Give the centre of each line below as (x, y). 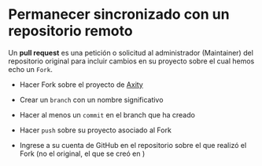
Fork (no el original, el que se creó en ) (82, 153)
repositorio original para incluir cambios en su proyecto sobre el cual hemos (131, 61)
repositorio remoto (70, 31)
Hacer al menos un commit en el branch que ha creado (107, 114)
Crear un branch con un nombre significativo (91, 99)
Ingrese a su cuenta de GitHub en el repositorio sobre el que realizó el (133, 145)
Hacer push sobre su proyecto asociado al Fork (95, 130)
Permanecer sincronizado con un (119, 14)
